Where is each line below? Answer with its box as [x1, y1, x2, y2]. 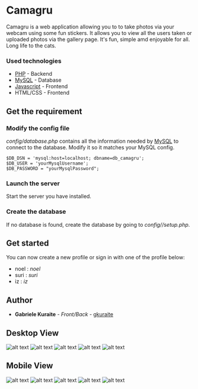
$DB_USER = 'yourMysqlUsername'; [6, 160, 89, 166]
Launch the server [6, 179, 60, 187]
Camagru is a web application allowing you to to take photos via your [6, 23, 175, 30]
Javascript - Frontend [14, 83, 68, 90]
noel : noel [14, 265, 41, 272]
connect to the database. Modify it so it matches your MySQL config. [6, 143, 175, 151]
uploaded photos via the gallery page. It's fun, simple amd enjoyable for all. [6, 36, 190, 43]
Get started [6, 238, 49, 248]
